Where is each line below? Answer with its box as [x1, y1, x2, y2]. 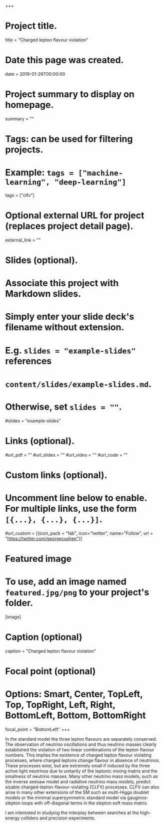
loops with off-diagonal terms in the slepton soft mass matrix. [21, 800, 148, 806]
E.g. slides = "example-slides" [5, 344, 136, 356]
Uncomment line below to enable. [5, 492, 147, 504]
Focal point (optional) [5, 666, 96, 677]
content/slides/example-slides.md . [5, 378, 151, 389]
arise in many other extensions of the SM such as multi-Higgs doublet [5, 789, 149, 795]
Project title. [5, 21, 57, 32]
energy [5, 815, 20, 821]
